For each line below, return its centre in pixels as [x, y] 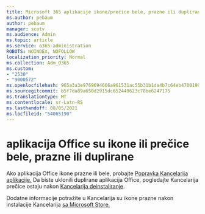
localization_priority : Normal [46, 57]
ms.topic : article [30, 40]
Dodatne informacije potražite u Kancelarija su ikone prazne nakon [90, 198]
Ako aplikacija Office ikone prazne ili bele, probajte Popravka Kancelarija [97, 173]
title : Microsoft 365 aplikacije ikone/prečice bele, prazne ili [91, 12]
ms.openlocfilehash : [33, 86]
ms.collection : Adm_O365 [38, 63]
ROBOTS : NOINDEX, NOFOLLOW [41, 52]
